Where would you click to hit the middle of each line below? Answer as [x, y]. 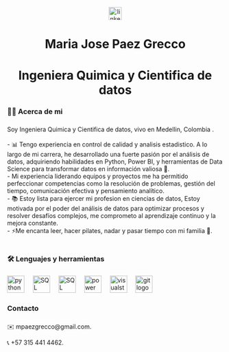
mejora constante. [33, 223]
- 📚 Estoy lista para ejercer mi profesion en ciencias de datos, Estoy [104, 199]
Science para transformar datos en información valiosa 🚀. [88, 169]
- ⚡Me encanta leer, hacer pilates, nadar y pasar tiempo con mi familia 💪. [110, 231]
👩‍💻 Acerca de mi [35, 111]
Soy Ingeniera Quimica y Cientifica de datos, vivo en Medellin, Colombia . [111, 129]
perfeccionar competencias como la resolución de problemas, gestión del [111, 184]
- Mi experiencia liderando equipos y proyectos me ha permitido [98, 176]
